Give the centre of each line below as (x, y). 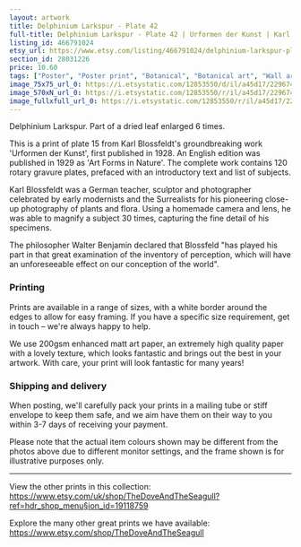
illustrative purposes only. (57, 460)
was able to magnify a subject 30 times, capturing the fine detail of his (139, 218)
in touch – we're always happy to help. (80, 326)
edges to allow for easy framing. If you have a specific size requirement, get (150, 317)
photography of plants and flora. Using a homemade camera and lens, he (156, 209)
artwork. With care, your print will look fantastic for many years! (127, 362)
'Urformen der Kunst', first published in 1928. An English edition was (135, 153)
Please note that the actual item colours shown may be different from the (144, 441)
